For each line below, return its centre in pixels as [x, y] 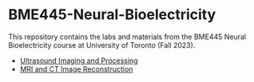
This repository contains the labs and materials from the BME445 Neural [127, 37]
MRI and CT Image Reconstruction [76, 68]
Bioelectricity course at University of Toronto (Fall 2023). [102, 45]
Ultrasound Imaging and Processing [79, 61]
